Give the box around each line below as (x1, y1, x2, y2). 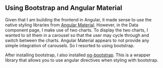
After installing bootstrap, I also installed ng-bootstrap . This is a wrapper (5, 52, 151, 58)
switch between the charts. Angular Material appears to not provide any (5, 37, 150, 43)
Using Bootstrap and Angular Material (5, 4, 122, 12)
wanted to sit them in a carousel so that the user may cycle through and (5, 32, 149, 38)
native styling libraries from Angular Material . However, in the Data (5, 22, 139, 28)
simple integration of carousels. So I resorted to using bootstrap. (5, 42, 135, 48)
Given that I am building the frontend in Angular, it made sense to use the (5, 17, 152, 22)
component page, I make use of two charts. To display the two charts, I (5, 27, 148, 33)
